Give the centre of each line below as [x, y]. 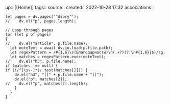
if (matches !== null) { [32, 66]
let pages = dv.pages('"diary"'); [42, 17]
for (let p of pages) [28, 35]
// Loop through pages [29, 30]
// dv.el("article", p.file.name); [46, 43]
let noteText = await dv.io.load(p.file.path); [62, 48]
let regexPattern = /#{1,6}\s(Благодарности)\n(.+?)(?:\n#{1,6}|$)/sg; [88, 53]
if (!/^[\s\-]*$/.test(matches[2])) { [46, 70]
